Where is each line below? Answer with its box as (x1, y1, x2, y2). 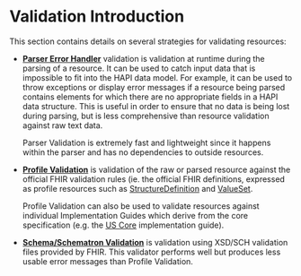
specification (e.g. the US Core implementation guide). (22, 220, 225, 230)
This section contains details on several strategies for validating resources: (9, 36, 287, 47)
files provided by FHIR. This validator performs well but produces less (22, 246, 281, 257)
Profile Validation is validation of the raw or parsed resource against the (22, 164, 291, 175)
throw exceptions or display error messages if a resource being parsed (22, 82, 286, 92)
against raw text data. (22, 119, 103, 131)
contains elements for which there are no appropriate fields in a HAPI (22, 91, 279, 102)
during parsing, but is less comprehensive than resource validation (22, 110, 270, 121)
